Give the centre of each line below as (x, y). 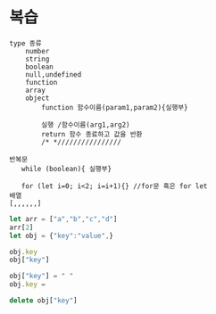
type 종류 (25, 43)
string (37, 59)
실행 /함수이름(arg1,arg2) (86, 125)
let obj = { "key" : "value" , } (62, 235)
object (37, 98)
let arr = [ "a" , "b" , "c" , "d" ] (63, 219)
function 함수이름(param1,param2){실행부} (115, 107)
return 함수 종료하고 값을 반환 (92, 134)
